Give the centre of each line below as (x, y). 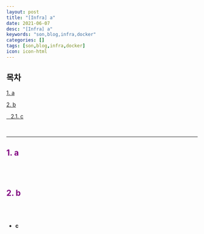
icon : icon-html (27, 52)
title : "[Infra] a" (31, 18)
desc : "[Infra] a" (29, 29)
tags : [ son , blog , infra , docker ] (46, 46)
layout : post (23, 12)
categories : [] (25, 40)
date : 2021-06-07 (28, 23)
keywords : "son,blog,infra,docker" (51, 35)
